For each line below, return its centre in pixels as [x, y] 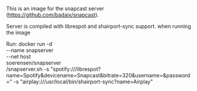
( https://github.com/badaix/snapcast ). [53, 15]
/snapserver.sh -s [28, 69]
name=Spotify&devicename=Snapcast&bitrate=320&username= [85, 75]
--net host [19, 56]
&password [176, 75]
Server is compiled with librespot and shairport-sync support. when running [98, 26]
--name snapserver [30, 50]
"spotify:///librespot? [75, 69]
